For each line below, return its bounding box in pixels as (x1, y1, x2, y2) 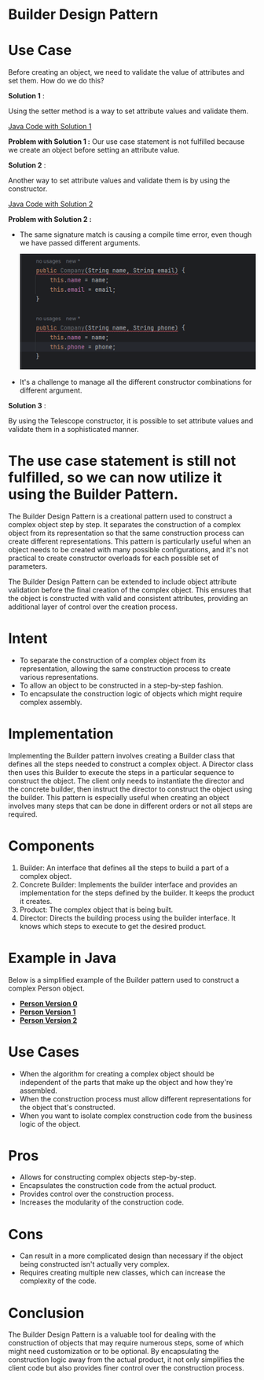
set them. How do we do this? (8, 76, 104, 86)
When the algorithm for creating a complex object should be (19, 1068, 214, 1079)
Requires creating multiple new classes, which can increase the (19, 1268, 225, 1278)
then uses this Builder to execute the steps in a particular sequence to (8, 767, 234, 777)
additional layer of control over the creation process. (8, 602, 178, 611)
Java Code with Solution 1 (8, 122, 92, 131)
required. (8, 809, 38, 819)
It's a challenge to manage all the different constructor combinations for (19, 377, 252, 386)
